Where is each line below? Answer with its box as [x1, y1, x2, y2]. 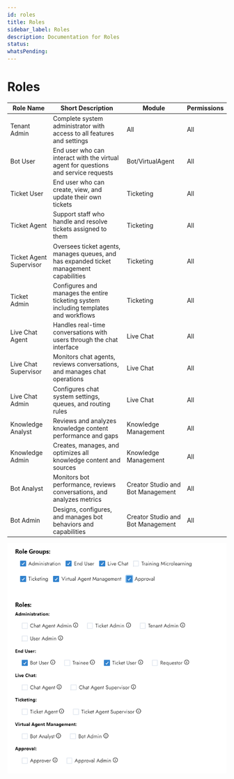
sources [52, 463, 77, 472]
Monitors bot [52, 473, 90, 482]
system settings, [52, 392, 100, 401]
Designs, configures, [52, 505, 113, 513]
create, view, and [52, 186, 102, 194]
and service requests [52, 168, 114, 177]
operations [52, 375, 84, 383]
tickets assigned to [52, 225, 107, 233]
